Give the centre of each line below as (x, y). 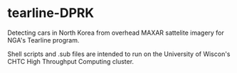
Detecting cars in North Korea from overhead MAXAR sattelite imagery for (116, 33)
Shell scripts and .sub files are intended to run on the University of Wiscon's (119, 54)
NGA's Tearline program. (43, 40)
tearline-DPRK (51, 13)
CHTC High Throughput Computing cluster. (70, 61)
